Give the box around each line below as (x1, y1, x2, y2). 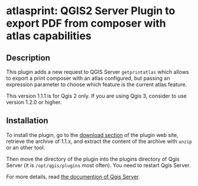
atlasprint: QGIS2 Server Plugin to (6, 4, 176, 18)
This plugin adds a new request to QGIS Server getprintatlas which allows (6, 68, 189, 75)
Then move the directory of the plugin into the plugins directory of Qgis (6, 155, 180, 162)
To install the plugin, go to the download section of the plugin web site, (6, 131, 178, 138)
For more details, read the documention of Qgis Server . (6, 173, 141, 180)
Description (6, 53, 50, 63)
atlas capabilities (6, 30, 92, 43)
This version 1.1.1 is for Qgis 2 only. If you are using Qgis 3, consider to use (6, 93, 187, 99)
